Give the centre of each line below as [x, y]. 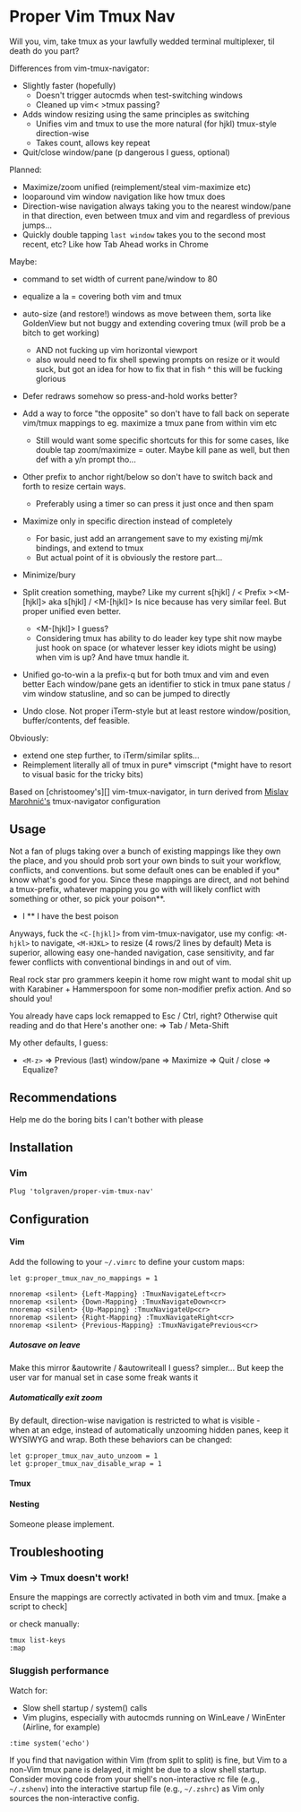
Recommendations [63, 1098]
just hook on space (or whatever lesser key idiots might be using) [156, 647]
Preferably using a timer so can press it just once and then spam [155, 503]
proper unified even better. [72, 611]
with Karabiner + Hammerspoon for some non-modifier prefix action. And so [150, 989]
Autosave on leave [45, 1345]
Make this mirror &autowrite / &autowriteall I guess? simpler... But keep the [146, 1367]
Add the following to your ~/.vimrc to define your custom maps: [127, 1261]
